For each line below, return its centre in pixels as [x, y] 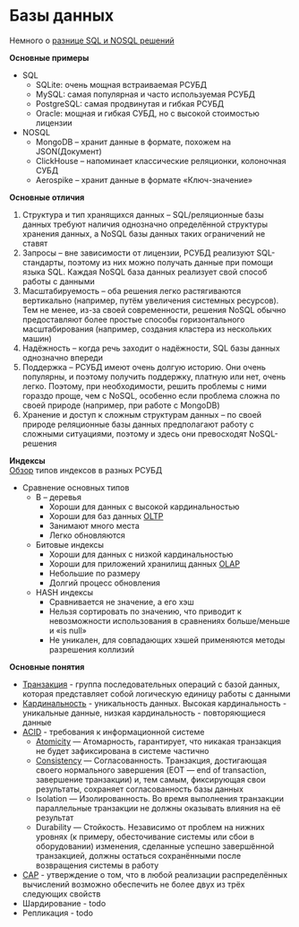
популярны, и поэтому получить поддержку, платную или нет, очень [154, 377]
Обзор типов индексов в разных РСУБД [86, 470]
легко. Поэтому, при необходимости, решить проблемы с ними [144, 386]
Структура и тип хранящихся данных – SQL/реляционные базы [143, 214]
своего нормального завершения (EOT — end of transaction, [151, 770]
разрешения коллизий [92, 649]
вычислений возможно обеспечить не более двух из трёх [133, 884]
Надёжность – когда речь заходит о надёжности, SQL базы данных [151, 348]
